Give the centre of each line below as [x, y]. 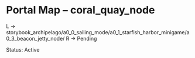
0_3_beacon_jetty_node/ [35, 38]
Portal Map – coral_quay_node [81, 10]
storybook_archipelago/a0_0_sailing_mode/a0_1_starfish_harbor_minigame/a [98, 32]
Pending [87, 38]
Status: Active [23, 49]
